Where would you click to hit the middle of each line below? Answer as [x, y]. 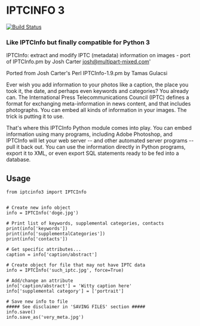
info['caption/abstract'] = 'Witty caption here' [69, 286]
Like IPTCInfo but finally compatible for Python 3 [78, 42]
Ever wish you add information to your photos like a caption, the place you [98, 85]
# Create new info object [38, 208]
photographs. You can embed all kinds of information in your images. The [96, 110]
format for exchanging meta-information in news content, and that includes [99, 104]
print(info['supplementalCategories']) [56, 234]
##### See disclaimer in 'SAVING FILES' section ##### [76, 307]
